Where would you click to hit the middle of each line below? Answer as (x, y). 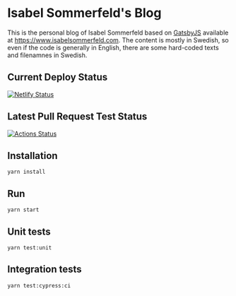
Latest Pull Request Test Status (77, 117)
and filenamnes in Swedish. (47, 55)
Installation (33, 156)
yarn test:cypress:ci (39, 285)
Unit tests (29, 231)
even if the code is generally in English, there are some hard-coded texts (113, 47)
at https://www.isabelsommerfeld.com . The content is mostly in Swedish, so (118, 40)
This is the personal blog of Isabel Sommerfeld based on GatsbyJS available (118, 32)
